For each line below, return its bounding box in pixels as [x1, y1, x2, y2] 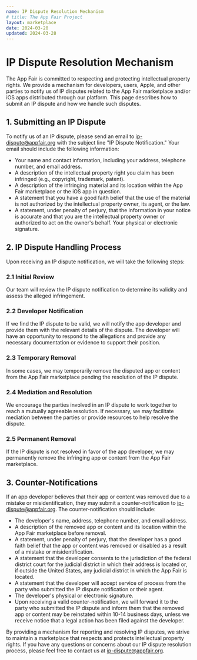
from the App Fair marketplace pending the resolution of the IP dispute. [6, 373, 179, 380]
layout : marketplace [6, 19, 57, 25]
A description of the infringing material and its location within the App [14, 182, 183, 189]
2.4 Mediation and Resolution [6, 388, 92, 396]
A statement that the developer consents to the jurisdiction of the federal [14, 554, 191, 561]
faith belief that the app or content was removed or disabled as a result [14, 542, 187, 549]
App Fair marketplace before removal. [14, 530, 107, 537]
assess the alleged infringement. [6, 292, 85, 299]
